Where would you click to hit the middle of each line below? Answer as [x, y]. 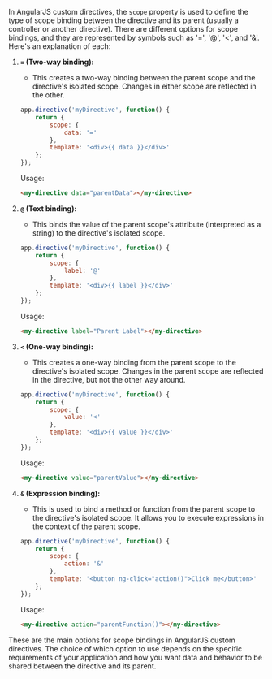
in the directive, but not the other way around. [109, 379]
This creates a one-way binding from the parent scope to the [134, 362]
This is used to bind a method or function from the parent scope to [144, 509]
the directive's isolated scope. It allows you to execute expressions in [148, 517]
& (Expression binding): [60, 493]
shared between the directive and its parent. [82, 666]
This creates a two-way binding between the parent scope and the [144, 78]
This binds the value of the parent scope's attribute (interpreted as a [147, 224]
